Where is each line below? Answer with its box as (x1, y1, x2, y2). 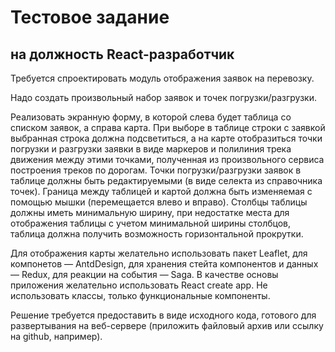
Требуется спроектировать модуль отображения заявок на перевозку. (10, 72, 315, 84)
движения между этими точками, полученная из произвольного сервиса (10, 154, 325, 165)
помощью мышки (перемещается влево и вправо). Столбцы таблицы (10, 196, 308, 208)
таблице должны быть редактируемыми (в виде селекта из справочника (10, 175, 323, 186)
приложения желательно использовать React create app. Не (10, 279, 268, 291)
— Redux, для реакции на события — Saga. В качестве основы (10, 269, 279, 280)
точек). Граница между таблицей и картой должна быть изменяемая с (10, 186, 313, 197)
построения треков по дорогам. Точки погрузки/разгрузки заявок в (10, 164, 302, 176)
